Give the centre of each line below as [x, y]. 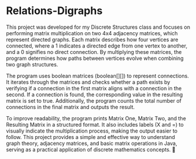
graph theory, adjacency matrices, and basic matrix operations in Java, [92, 143]
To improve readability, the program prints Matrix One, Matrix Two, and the [96, 118]
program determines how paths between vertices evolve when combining [95, 58]
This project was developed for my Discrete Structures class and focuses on [98, 27]
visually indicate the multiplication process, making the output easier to [92, 131]
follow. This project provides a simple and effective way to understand [91, 137]
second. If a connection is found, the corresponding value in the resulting [94, 94]
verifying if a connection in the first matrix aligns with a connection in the [94, 88]
